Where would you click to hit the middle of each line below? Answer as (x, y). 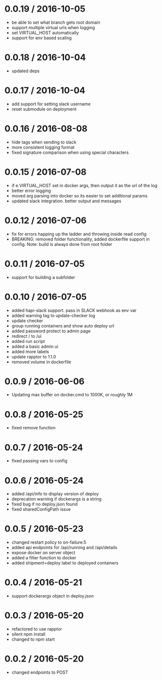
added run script (28, 341)
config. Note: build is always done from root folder (62, 244)
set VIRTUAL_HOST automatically (45, 32)
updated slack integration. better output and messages (66, 201)
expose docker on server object (43, 553)
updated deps (25, 71)
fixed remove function (34, 428)
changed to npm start (33, 639)
